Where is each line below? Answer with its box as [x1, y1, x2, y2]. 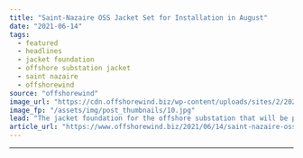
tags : [9, 30, 30, 39]
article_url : [9, 123, 59, 132]
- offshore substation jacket [17, 64, 131, 73]
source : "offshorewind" [9, 88, 99, 98]
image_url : [9, 97, 50, 107]
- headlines [17, 47, 63, 56]
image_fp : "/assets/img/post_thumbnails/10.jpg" [9, 106, 196, 115]
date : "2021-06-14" [9, 22, 83, 31]
